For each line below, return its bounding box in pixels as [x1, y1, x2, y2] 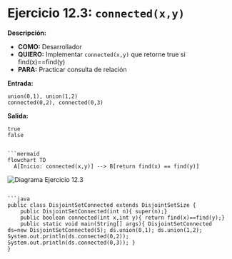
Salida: [7, 111, 29, 120]
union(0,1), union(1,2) [7, 93, 79, 100]
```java [7, 195, 31, 203]
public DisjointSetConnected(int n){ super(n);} [20, 208, 168, 215]
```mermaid [7, 150, 40, 158]
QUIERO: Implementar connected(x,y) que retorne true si [17, 50, 186, 59]
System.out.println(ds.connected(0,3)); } [7, 239, 136, 246]
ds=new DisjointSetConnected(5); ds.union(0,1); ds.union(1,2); [7, 226, 203, 233]
